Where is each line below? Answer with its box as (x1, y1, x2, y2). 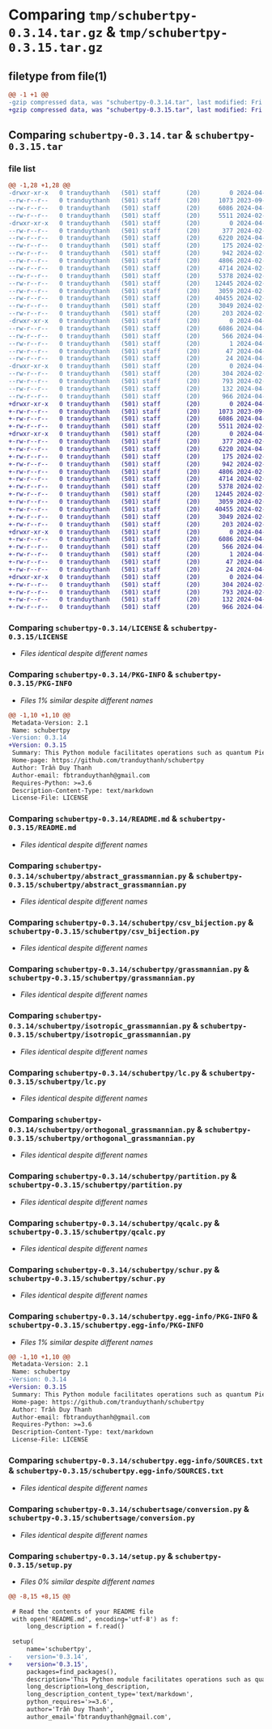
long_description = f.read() (26, 1622, 125, 1631)
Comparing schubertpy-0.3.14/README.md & (8, 813, 178, 824)
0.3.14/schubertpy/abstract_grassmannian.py (8, 871, 187, 880)
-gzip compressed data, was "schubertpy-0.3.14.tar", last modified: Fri (8, 98, 263, 106)
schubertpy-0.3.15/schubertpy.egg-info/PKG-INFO (8, 1321, 204, 1330)
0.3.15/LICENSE (8, 632, 69, 641)
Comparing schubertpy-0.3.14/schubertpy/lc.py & (8, 1067, 208, 1078)
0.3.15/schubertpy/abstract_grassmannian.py (8, 880, 187, 889)
